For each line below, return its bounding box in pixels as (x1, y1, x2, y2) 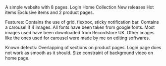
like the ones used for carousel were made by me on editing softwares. (5, 35, 150, 41)
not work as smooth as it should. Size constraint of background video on (5, 50, 154, 56)
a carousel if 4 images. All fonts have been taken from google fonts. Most (5, 24, 155, 30)
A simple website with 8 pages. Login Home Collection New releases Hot (5, 4, 154, 10)
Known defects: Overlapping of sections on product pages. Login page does (5, 45, 162, 50)
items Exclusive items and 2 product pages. (5, 9, 94, 15)
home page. (5, 55, 30, 61)
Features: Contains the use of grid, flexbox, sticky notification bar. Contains (5, 19, 160, 25)
